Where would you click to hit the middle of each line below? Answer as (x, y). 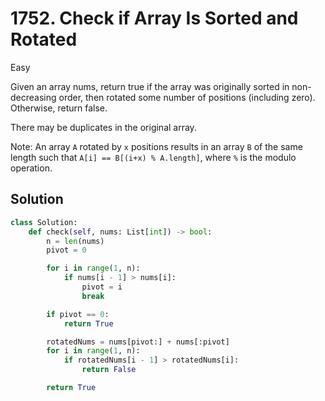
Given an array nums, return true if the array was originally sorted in (150, 86)
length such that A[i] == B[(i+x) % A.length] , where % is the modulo (153, 157)
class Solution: (44, 222)
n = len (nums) (75, 241)
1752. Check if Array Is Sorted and (154, 18)
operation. (31, 168)
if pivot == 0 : (78, 314)
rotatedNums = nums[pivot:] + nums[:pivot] (138, 342)
